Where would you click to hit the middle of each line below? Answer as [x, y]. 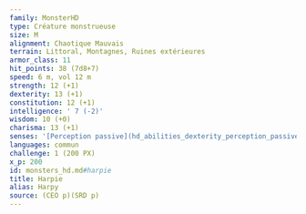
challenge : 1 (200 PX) [52, 153]
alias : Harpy [34, 188]
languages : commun [44, 145]
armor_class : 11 [40, 60]
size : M [24, 35]
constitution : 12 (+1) [52, 102]
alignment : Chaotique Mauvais [67, 43]
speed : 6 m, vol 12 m [51, 77]
